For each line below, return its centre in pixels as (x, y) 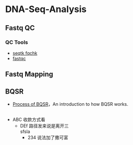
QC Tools (17, 42)
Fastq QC (20, 28)
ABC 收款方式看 (29, 120)
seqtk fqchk (25, 53)
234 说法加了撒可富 (48, 137)
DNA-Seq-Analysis (46, 9)
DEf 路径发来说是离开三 (44, 126)
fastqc (19, 58)
